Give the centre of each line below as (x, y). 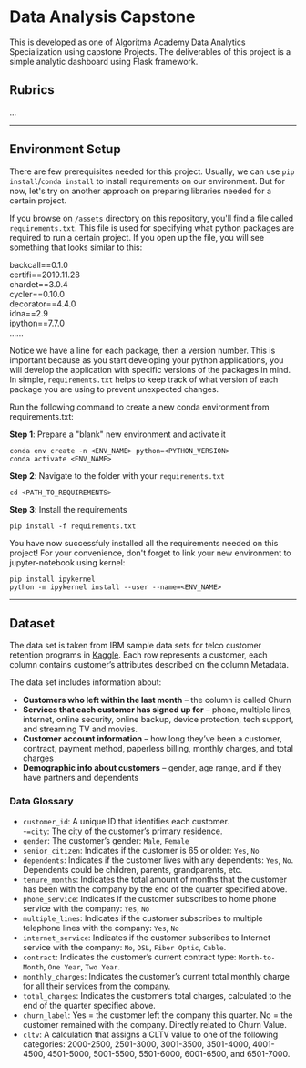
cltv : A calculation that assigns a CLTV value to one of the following (150, 1034)
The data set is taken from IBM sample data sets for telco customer (136, 646)
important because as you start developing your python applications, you (147, 360)
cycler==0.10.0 (37, 294)
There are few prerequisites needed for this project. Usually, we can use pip (152, 171)
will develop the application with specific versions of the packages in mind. (150, 369)
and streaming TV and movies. (80, 729)
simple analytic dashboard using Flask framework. (104, 61)
